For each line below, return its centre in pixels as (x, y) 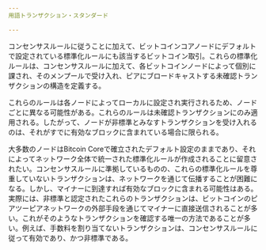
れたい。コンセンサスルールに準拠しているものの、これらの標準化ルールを (129, 169)
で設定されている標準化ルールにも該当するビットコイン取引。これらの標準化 (133, 55)
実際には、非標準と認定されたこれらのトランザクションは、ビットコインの (129, 198)
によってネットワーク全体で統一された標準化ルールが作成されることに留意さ (133, 158)
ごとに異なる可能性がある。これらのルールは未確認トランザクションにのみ (129, 112)
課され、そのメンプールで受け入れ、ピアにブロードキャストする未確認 (123, 75)
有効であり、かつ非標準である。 (81, 237)
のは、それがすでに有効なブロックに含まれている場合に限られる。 (116, 132)
